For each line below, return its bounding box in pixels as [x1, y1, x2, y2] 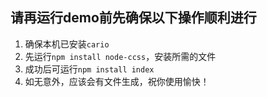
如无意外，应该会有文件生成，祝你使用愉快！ [24, 75, 210, 87]
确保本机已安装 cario [24, 38, 110, 50]
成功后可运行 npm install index [24, 63, 155, 75]
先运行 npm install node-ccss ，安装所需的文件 [24, 50, 217, 62]
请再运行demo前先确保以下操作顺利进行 [10, 9, 257, 27]
